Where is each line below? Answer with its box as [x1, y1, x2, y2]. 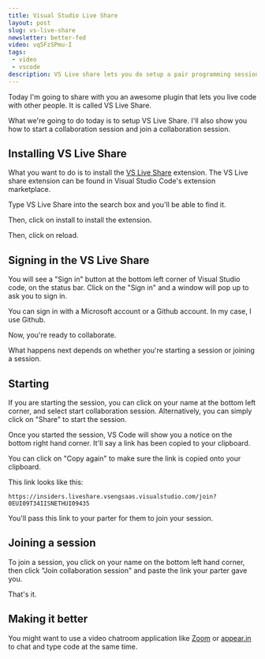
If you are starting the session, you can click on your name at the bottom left [8, 398, 256, 408]
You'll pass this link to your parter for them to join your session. [8, 514, 214, 523]
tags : [8, 48, 26, 56]
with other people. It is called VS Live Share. [8, 100, 152, 110]
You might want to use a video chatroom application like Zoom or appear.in [8, 633, 252, 642]
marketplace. [8, 185, 51, 194]
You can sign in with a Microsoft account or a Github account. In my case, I [8, 307, 252, 316]
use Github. [8, 315, 46, 325]
